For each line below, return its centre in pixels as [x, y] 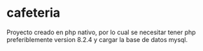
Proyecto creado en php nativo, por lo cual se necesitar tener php [101, 32]
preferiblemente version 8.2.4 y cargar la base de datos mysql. [97, 39]
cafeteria [34, 13]
